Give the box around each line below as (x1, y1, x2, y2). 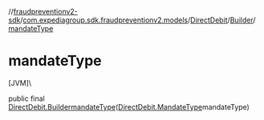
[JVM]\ (8, 78, 32, 87)
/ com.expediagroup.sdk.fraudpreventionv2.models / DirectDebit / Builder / (19, 15, 256, 25)
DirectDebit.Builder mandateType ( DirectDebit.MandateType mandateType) (8, 102, 250, 111)
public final (8, 94, 46, 103)
